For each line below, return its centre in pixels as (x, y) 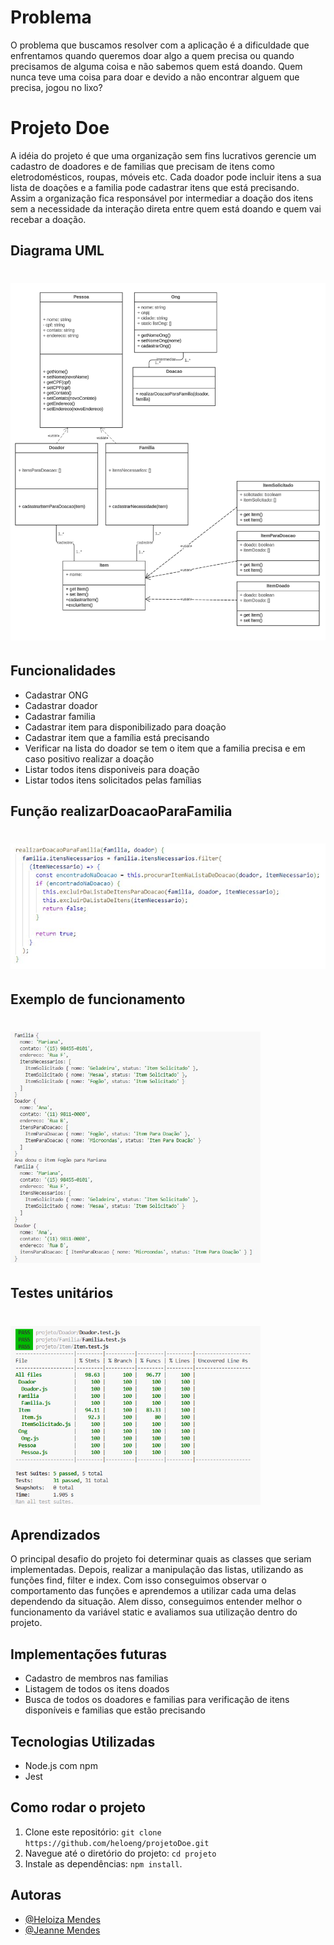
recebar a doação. (48, 219)
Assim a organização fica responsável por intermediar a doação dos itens (162, 198)
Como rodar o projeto (78, 1807)
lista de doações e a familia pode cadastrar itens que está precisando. (155, 187)
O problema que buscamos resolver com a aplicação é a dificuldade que (160, 45)
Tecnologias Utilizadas (83, 1741)
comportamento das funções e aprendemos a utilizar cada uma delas (153, 1591)
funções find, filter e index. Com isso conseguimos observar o (138, 1580)
